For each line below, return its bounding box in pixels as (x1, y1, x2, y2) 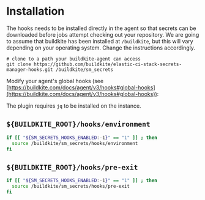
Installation (6, 4, 65, 18)
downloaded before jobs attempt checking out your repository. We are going (6, 31, 199, 38)
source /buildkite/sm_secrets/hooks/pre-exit (12, 183, 130, 190)
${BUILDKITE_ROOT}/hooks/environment (6, 120, 151, 129)
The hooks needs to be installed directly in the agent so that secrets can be (6, 24, 196, 32)
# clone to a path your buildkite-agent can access (6, 56, 141, 62)
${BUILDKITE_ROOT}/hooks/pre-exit (6, 163, 138, 172)
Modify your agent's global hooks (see (6, 77, 104, 84)
